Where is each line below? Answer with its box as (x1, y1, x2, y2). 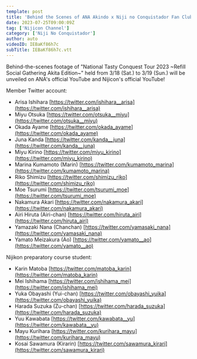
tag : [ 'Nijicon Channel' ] (6, 25, 69, 31)
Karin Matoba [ (14, 265, 51, 272)
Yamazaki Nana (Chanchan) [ (14, 223, 86, 230)
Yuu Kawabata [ (14, 315, 53, 322)
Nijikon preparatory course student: (6, 254, 92, 261)
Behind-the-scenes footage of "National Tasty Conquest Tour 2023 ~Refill (6, 63, 186, 70)
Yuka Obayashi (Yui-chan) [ (14, 290, 81, 297)
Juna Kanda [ (14, 136, 47, 143)
